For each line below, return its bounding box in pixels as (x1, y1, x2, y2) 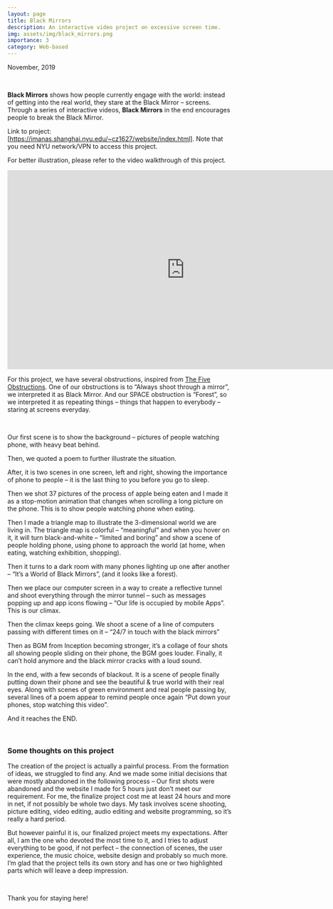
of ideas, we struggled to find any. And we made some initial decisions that (7, 770, 228, 778)
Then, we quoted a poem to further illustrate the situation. (7, 455, 176, 462)
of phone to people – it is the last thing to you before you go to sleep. (7, 476, 210, 484)
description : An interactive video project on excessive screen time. (7, 23, 221, 31)
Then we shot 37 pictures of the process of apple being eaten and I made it (7, 489, 228, 498)
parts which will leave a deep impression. (7, 866, 129, 875)
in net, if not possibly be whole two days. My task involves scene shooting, (7, 799, 227, 808)
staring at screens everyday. (7, 405, 91, 413)
